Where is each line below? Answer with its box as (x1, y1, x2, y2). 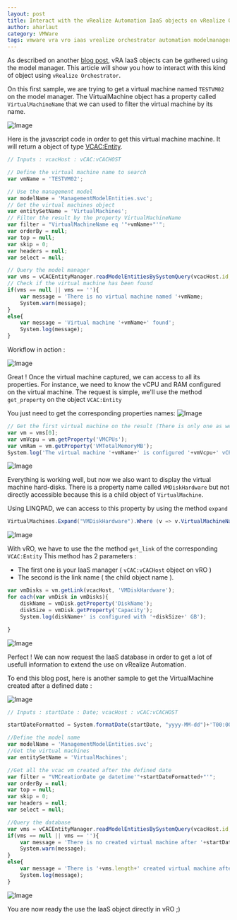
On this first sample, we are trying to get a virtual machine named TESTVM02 (7, 85, 224, 93)
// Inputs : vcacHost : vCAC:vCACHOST (7, 156, 121, 163)
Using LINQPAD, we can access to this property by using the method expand (7, 504, 228, 513)
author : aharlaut (7, 23, 59, 30)
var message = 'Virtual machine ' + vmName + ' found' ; (20, 319, 175, 326)
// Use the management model (7, 188, 93, 195)
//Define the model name (7, 734, 80, 742)
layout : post (7, 10, 46, 18)
